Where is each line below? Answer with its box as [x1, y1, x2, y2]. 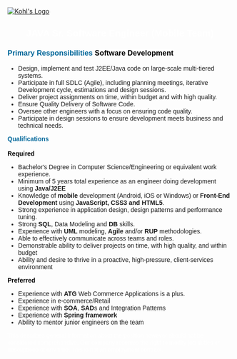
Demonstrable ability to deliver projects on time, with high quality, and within [17, 241, 227, 249]
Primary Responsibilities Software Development [7, 49, 173, 58]
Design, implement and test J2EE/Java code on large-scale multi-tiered [17, 64, 215, 72]
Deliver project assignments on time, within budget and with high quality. [17, 93, 218, 101]
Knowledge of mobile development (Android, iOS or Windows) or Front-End [17, 191, 231, 199]
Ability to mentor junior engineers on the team [17, 318, 144, 326]
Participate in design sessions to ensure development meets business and [17, 114, 223, 122]
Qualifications [7, 135, 49, 143]
